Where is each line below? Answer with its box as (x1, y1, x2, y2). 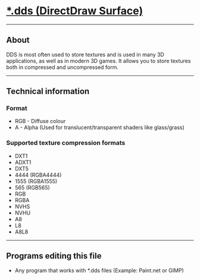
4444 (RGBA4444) (14, 171, 62, 178)
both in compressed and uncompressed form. (6, 64, 119, 71)
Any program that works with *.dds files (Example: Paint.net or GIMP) (14, 266, 185, 274)
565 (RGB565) (14, 184, 51, 191)
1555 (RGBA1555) (14, 177, 58, 185)
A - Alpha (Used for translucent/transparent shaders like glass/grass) (14, 124, 185, 131)
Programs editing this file (6, 251, 102, 261)
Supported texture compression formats (6, 139, 126, 147)
